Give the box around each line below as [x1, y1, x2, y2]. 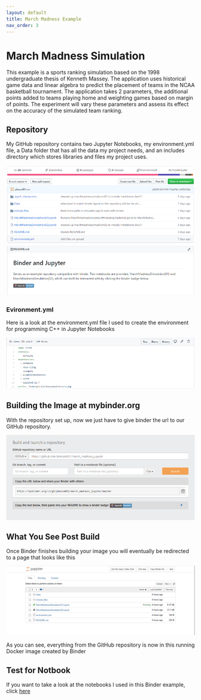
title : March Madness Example [6, 16, 82, 22]
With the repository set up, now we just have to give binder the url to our [6, 416, 185, 423]
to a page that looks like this [6, 554, 76, 561]
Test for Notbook [6, 665, 71, 675]
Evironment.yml [6, 305, 54, 313]
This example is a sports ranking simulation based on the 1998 [6, 69, 160, 76]
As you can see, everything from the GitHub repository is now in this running [6, 641, 195, 648]
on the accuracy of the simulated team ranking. [6, 107, 123, 114]
